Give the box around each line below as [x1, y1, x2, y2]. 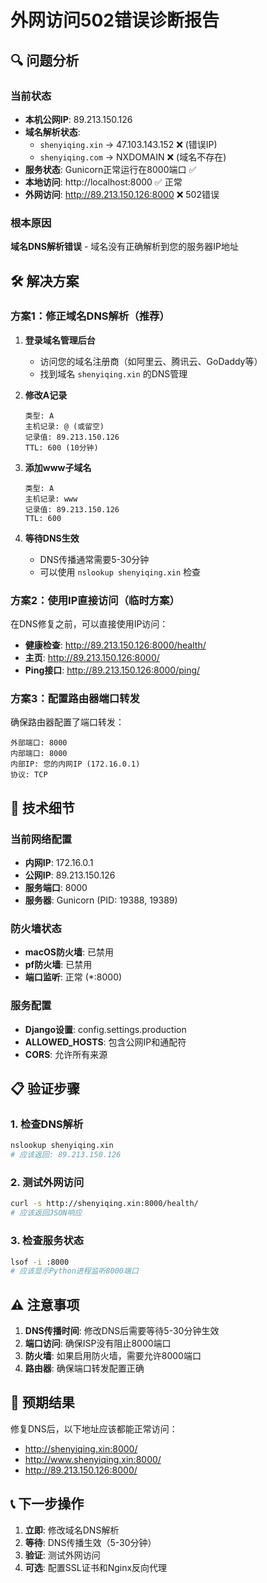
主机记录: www [24, 494, 78, 504]
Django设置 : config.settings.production [24, 1023, 187, 1035]
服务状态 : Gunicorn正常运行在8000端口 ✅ [24, 163, 197, 175]
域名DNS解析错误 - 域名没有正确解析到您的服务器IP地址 [10, 241, 239, 253]
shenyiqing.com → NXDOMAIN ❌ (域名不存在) [39, 151, 227, 163]
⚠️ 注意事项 [10, 1296, 80, 1313]
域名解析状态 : [24, 126, 81, 138]
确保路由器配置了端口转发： [10, 716, 125, 728]
